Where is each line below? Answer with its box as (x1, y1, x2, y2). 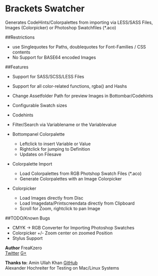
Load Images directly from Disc (19, 195, 84, 201)
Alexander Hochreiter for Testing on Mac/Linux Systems (5, 265, 119, 271)
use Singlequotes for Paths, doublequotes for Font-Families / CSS (12, 44, 146, 50)
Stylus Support (12, 235, 43, 241)
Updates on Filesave (19, 151, 62, 157)
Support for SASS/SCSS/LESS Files (12, 73, 84, 79)
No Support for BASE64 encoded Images (12, 54, 96, 60)
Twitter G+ (5, 250, 27, 256)
